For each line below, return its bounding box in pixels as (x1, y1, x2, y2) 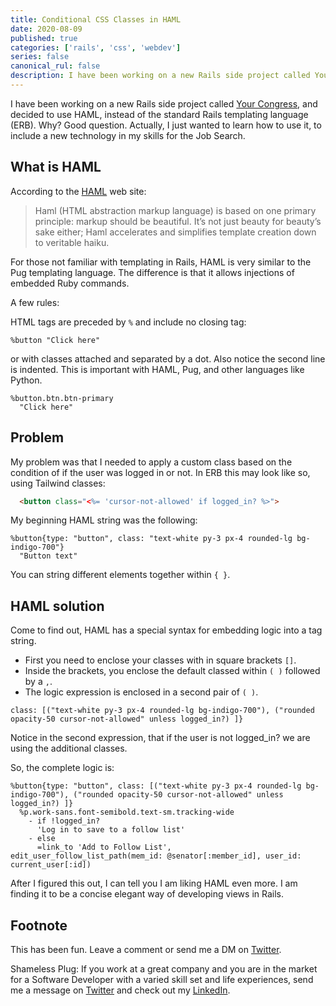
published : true (10, 33, 78, 43)
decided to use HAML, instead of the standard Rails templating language (10, 108, 309, 120)
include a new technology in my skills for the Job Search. (10, 129, 246, 141)
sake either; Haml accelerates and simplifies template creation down (34, 226, 317, 238)
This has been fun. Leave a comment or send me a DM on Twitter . (10, 944, 282, 955)
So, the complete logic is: (10, 762, 115, 774)
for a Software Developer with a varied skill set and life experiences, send (10, 974, 314, 985)
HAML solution (10, 597, 105, 615)
